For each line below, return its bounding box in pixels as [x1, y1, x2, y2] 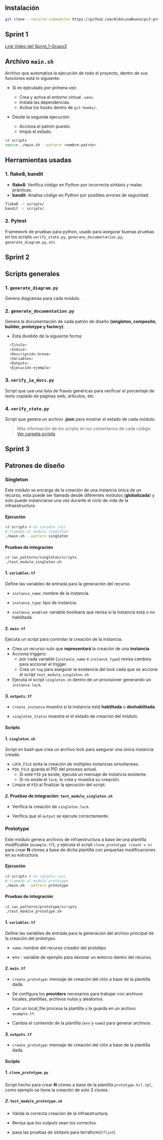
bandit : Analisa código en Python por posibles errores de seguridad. [12, 192, 149, 198]
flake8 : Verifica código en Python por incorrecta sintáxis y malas [12, 182, 142, 187]
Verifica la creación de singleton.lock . [12, 804, 90, 810]
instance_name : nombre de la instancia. [12, 590, 90, 596]
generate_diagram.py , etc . [5, 239, 57, 245]
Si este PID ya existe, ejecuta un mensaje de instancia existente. [19, 771, 147, 777]
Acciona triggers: [12, 651, 47, 657]
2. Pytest [5, 218, 27, 224]
